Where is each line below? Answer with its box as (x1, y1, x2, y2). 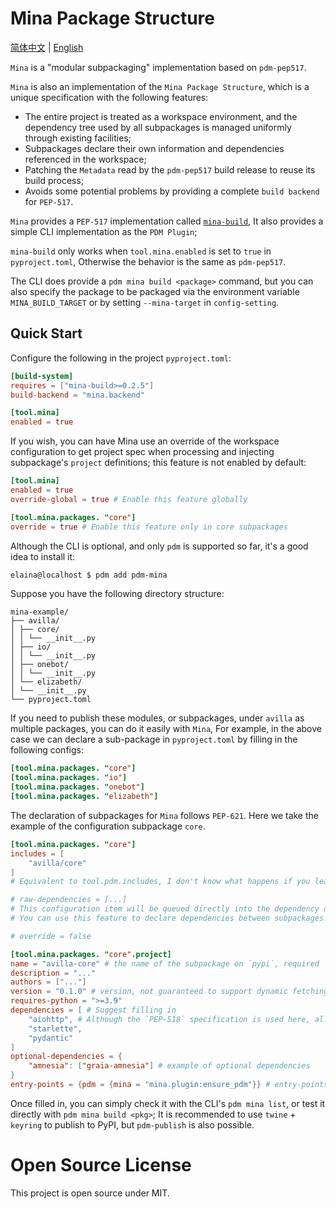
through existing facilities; (24, 132, 132, 144)
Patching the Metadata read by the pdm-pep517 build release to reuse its (24, 163, 316, 176)
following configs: (10, 744, 84, 756)
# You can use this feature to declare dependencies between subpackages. (10, 913, 329, 923)
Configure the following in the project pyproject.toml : (10, 352, 232, 364)
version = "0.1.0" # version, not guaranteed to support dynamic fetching (10, 987, 329, 997)
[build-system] (10, 371, 74, 381)
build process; (24, 174, 85, 186)
